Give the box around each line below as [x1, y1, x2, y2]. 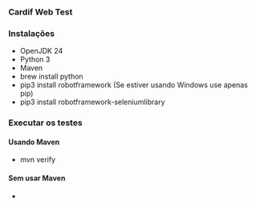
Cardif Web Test [8, 6, 73, 18]
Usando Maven [8, 137, 60, 147]
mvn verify [19, 155, 56, 164]
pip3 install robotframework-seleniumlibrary [19, 97, 166, 107]
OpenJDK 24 [19, 46, 63, 56]
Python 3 [19, 55, 51, 64]
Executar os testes [8, 117, 83, 128]
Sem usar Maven [8, 173, 66, 183]
